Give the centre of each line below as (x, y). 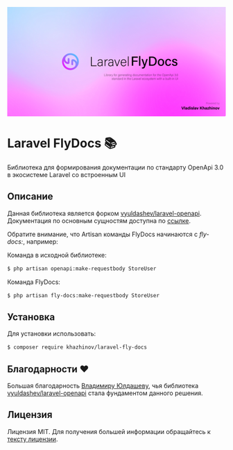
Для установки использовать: (51, 334)
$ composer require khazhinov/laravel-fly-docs (77, 347)
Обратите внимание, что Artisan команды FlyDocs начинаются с (103, 234)
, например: (41, 241)
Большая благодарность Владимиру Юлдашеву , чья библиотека (103, 386)
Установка (31, 317)
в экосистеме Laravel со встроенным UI (67, 174)
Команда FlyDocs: (34, 282)
